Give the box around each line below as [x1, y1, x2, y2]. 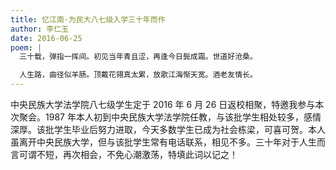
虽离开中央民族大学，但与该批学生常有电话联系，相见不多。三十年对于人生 [10, 136, 317, 148]
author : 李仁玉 [10, 24, 69, 34]
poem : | [10, 42, 43, 53]
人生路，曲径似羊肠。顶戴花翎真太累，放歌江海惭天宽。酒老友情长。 [19, 70, 258, 80]
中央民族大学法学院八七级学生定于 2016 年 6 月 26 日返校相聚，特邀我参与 [10, 99, 316, 110]
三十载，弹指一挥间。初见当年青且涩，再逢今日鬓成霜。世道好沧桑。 [19, 52, 258, 62]
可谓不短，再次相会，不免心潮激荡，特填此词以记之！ [18, 149, 238, 160]
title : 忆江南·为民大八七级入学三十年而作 [10, 14, 166, 25]
